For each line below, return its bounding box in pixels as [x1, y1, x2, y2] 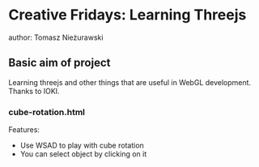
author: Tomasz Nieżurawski [8, 32, 104, 42]
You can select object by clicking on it [19, 149, 147, 159]
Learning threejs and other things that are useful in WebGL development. [8, 77, 252, 87]
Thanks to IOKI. [8, 86, 60, 96]
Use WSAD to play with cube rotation [19, 140, 144, 151]
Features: [8, 125, 40, 135]
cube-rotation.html [8, 106, 86, 118]
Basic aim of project [8, 56, 111, 70]
